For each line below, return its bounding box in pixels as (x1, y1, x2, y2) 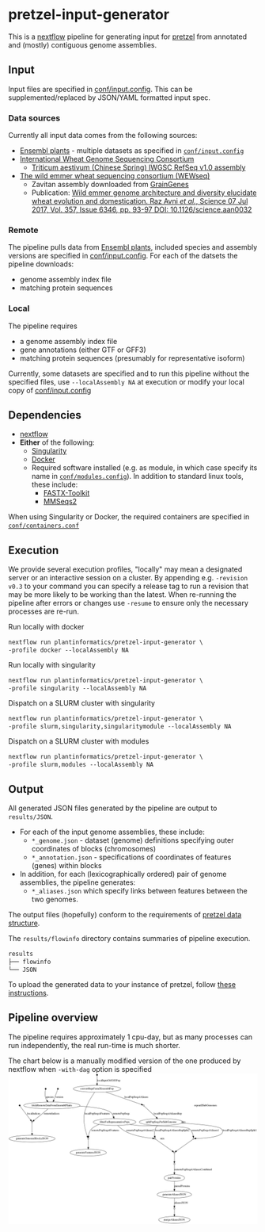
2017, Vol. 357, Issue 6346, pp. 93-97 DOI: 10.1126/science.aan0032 (31, 205, 252, 215)
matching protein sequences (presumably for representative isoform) (19, 353, 245, 362)
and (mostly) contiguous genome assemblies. (8, 40, 157, 49)
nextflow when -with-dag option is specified (8, 1064, 152, 1073)
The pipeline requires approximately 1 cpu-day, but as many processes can (8, 1032, 253, 1042)
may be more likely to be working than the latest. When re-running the (8, 590, 237, 599)
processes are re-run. (8, 606, 79, 616)
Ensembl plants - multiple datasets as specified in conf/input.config (19, 146, 244, 155)
